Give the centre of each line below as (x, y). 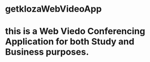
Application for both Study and (70, 42)
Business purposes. (47, 52)
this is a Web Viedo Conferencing (75, 31)
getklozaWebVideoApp (53, 9)
